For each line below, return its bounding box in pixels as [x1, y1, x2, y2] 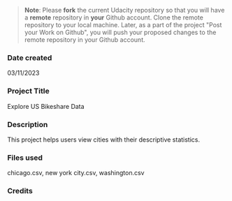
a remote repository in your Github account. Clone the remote [24, 13, 204, 22]
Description [7, 119, 48, 129]
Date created [7, 52, 52, 62]
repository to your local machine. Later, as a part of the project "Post [24, 21, 222, 29]
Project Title [7, 87, 50, 96]
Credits [7, 186, 33, 196]
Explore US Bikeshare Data [7, 102, 85, 110]
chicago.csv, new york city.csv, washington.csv [7, 169, 145, 177]
